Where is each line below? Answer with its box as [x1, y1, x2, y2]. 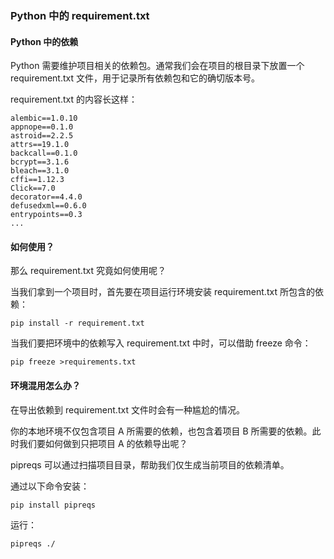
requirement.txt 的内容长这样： [10, 93, 138, 106]
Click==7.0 [10, 183, 56, 194]
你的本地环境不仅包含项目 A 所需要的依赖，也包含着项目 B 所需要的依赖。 [10, 425, 313, 437]
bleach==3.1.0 [10, 166, 70, 176]
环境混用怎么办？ [10, 379, 81, 391]
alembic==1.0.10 [10, 113, 78, 124]
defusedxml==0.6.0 [10, 201, 87, 211]
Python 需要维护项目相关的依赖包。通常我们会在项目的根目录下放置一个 [10, 60, 305, 72]
